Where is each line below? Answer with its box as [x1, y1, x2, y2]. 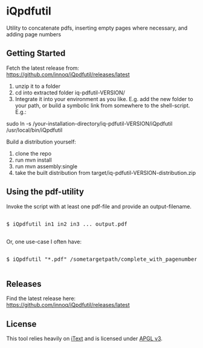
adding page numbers [6, 30, 62, 38]
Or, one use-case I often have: [6, 238, 82, 245]
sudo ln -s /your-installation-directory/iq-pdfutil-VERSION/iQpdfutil [6, 120, 173, 127]
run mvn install [14, 156, 53, 163]
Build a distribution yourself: [6, 138, 77, 145]
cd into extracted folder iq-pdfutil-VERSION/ [14, 89, 126, 96]
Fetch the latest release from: [6, 64, 80, 71]
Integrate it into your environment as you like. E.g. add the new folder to [14, 95, 193, 102]
